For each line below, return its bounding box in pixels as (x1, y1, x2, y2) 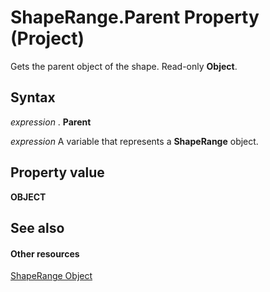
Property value (10, 164, 105, 181)
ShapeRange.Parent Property (10, 6, 260, 29)
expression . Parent (10, 116, 92, 128)
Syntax (10, 89, 56, 106)
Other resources (10, 247, 80, 260)
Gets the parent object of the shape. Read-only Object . (10, 60, 238, 72)
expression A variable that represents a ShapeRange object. (10, 135, 259, 147)
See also (10, 219, 65, 236)
